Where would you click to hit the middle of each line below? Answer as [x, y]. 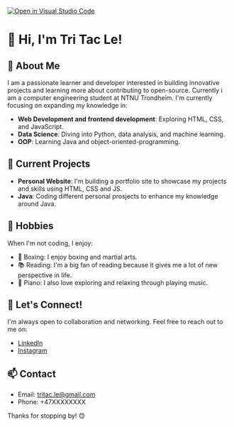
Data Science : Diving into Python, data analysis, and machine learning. [121, 134]
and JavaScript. [40, 127]
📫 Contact [32, 373]
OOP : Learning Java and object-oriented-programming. [99, 142]
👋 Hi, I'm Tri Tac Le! [65, 40]
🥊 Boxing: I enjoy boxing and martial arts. [77, 257]
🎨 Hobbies [30, 226]
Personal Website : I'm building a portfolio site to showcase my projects [122, 181]
